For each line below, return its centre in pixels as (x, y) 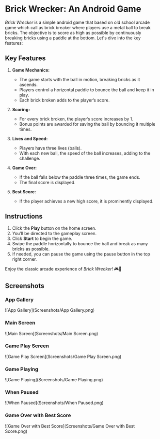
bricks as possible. (31, 249)
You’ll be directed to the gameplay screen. (54, 233)
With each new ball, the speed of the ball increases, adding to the (85, 153)
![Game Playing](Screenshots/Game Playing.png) (54, 380)
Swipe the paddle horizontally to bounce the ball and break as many (80, 243)
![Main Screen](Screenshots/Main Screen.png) (52, 333)
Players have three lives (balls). (50, 148)
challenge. (30, 158)
